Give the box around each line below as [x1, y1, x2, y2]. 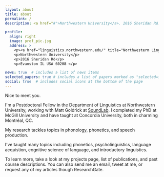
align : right [9, 34, 36, 39]
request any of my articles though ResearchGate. [5, 166, 104, 172]
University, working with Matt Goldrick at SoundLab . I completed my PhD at [5, 107, 157, 113]
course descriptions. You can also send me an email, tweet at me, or [5, 161, 143, 167]
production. [5, 132, 28, 138]
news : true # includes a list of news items [5, 70, 99, 75]
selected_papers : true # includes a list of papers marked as [5, 75, 134, 79]
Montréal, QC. [5, 118, 33, 123]
